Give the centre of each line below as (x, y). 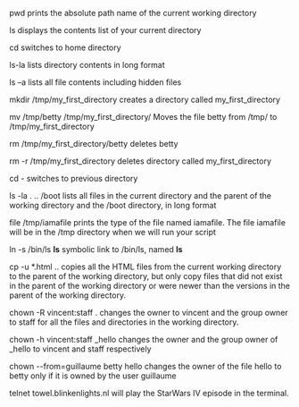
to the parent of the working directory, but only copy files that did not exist (146, 276)
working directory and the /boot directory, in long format (113, 205)
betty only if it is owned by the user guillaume (93, 376)
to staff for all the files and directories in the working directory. (124, 322)
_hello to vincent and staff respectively (80, 349)
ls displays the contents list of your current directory (105, 30)
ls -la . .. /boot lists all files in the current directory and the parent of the (141, 195)
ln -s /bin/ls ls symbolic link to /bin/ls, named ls (96, 249)
